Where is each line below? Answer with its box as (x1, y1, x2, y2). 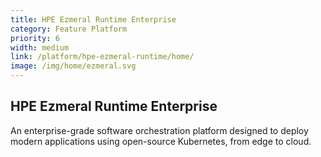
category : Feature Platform (10, 24, 128, 34)
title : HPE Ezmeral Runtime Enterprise (10, 14, 177, 25)
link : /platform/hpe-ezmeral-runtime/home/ (10, 52, 195, 62)
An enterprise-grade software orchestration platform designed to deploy (10, 124, 309, 136)
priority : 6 (10, 33, 60, 43)
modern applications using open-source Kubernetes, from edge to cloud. (10, 135, 312, 147)
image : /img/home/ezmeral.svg (10, 61, 137, 71)
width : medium (10, 42, 70, 53)
